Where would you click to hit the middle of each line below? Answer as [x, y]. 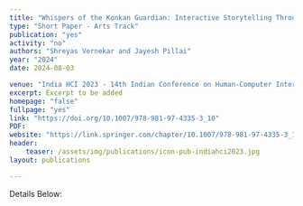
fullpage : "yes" [40, 109]
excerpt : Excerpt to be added [66, 93]
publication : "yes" [46, 34]
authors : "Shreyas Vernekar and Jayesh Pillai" [101, 51]
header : [24, 144]
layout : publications [50, 160]
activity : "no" [38, 43]
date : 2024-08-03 [42, 69]
